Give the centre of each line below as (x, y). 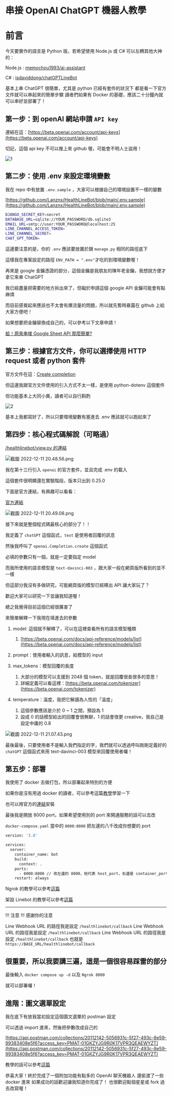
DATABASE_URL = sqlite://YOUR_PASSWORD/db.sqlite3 (58, 219)
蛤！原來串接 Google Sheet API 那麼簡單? (49, 333)
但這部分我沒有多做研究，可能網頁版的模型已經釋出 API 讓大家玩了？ (78, 585)
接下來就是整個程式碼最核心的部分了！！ (48, 524)
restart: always (32, 878)
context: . (30, 864)
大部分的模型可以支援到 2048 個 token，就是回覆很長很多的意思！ (90, 676)
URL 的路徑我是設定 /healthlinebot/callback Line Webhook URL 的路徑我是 (86, 933)
